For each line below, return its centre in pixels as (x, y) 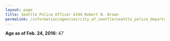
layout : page (19, 10)
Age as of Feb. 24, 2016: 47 (35, 33)
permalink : (17, 19)
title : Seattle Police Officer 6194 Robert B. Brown (62, 14)
